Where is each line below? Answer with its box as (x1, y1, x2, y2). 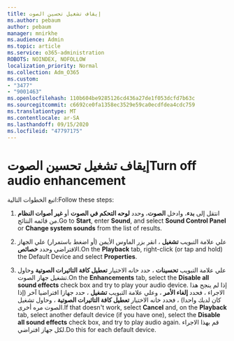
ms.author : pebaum (7, 17, 61, 24)
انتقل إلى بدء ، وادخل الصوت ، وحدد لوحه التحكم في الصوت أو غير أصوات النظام (17, 209, 220, 218)
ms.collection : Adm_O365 (7, 69, 80, 76)
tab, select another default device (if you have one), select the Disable (17, 311, 221, 319)
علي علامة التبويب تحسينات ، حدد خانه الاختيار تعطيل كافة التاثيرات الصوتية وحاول (17, 266, 226, 274)
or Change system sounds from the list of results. (17, 224, 163, 232)
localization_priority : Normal (7, 62, 98, 69)
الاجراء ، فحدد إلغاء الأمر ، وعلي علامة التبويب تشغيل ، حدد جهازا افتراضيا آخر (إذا (17, 288, 225, 297)
